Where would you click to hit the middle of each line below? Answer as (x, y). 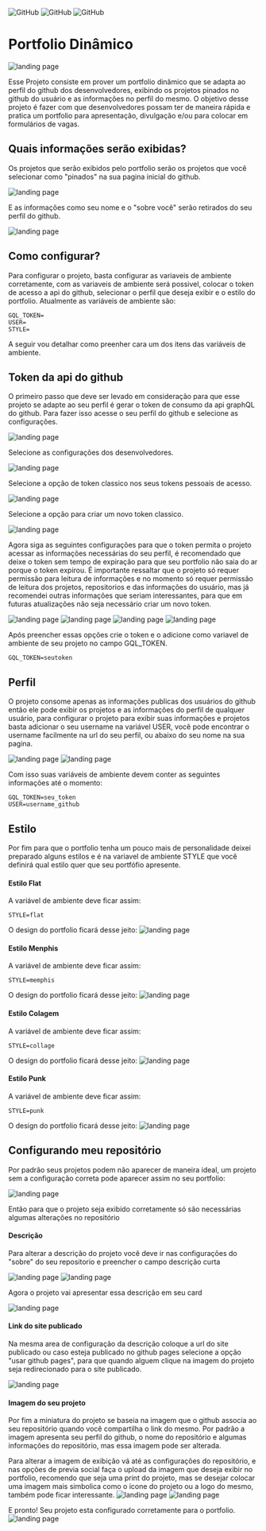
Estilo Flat (25, 883)
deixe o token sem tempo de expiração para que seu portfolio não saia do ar (133, 562)
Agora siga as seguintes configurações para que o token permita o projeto (130, 545)
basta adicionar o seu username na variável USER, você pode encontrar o (129, 727)
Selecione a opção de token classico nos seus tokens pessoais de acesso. (130, 483)
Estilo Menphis (33, 948)
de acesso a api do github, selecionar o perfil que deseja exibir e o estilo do (132, 292)
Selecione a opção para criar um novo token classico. (96, 514)
